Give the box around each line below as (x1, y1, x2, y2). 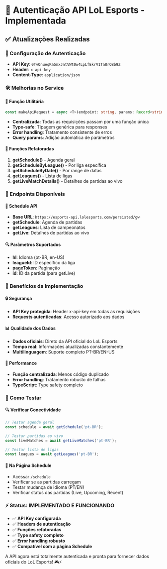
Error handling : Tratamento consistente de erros (12, 129, 112, 135)
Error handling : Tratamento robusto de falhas (12, 376, 106, 382)
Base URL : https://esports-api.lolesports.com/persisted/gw (12, 214, 140, 220)
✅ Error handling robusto (12, 538, 66, 544)
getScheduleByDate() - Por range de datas (12, 168, 102, 174)
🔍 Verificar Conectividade (5, 407, 61, 413)
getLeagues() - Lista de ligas (12, 173, 73, 179)
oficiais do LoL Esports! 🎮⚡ (5, 559, 62, 565)
